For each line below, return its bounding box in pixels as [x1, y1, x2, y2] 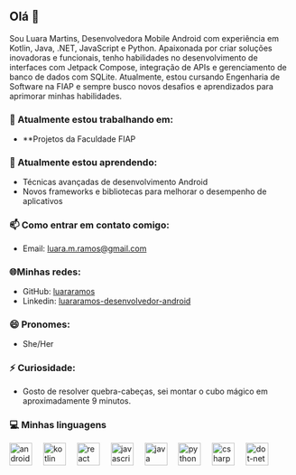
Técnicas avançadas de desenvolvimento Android [22, 177, 208, 188]
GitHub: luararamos [22, 286, 96, 296]
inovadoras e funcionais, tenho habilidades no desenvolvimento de [9, 51, 259, 63]
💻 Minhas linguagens [9, 418, 106, 431]
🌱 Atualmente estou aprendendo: [9, 156, 158, 169]
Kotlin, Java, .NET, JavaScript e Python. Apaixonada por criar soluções [9, 42, 273, 53]
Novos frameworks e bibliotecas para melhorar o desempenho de [22, 186, 267, 197]
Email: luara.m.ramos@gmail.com [22, 243, 147, 254]
